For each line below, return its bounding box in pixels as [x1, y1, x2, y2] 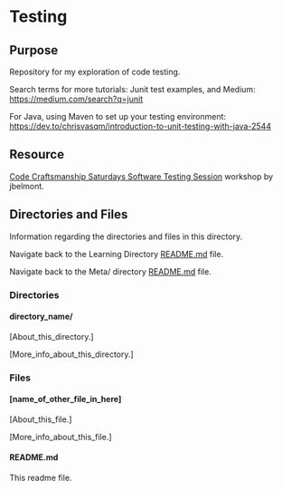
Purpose [9, 43, 59, 58]
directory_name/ [9, 311, 73, 322]
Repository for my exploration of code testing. [9, 66, 181, 77]
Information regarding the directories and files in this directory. [9, 231, 243, 242]
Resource [9, 147, 65, 162]
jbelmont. [9, 180, 45, 191]
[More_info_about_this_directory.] [9, 349, 134, 360]
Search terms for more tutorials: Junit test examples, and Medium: [9, 84, 256, 94]
